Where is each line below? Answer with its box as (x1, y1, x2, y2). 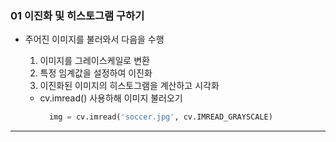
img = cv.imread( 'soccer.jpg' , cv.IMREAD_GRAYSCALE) (48, 112, 273, 122)
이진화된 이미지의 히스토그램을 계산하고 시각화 (39, 80, 220, 92)
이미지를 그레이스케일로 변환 (39, 55, 150, 67)
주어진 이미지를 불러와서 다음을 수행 (24, 33, 165, 46)
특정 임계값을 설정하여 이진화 (39, 67, 153, 79)
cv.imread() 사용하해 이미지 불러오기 (39, 92, 183, 104)
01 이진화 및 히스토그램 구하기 (10, 8, 145, 22)
